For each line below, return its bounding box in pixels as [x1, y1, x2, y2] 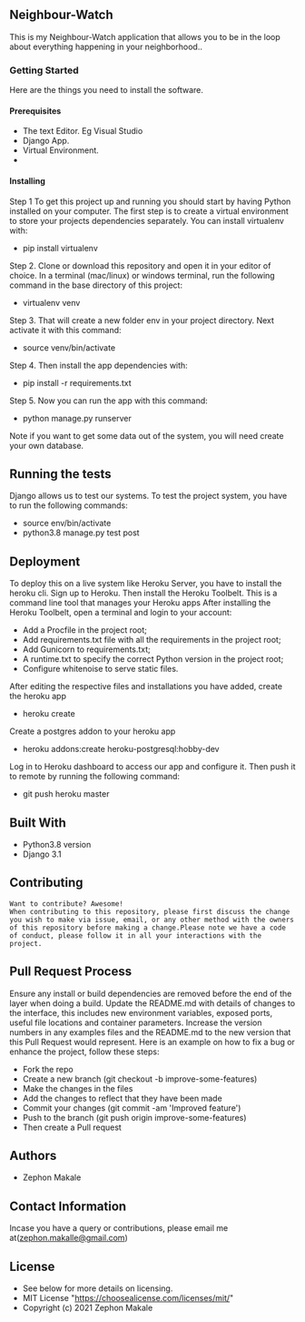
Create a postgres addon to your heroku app [9, 726, 176, 737]
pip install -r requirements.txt [22, 377, 132, 388]
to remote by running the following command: [9, 771, 180, 782]
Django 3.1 [22, 849, 62, 859]
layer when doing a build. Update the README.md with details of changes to [9, 997, 296, 1009]
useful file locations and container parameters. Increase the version [9, 1017, 262, 1028]
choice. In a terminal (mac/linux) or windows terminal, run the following [9, 269, 275, 280]
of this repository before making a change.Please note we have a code [9, 923, 286, 932]
